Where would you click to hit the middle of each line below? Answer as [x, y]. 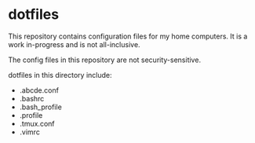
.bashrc [32, 98]
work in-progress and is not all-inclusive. [74, 44]
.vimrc [30, 132]
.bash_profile [41, 107]
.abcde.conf [39, 90]
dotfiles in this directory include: [60, 75]
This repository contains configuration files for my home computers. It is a [128, 36]
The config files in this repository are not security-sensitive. [105, 60]
